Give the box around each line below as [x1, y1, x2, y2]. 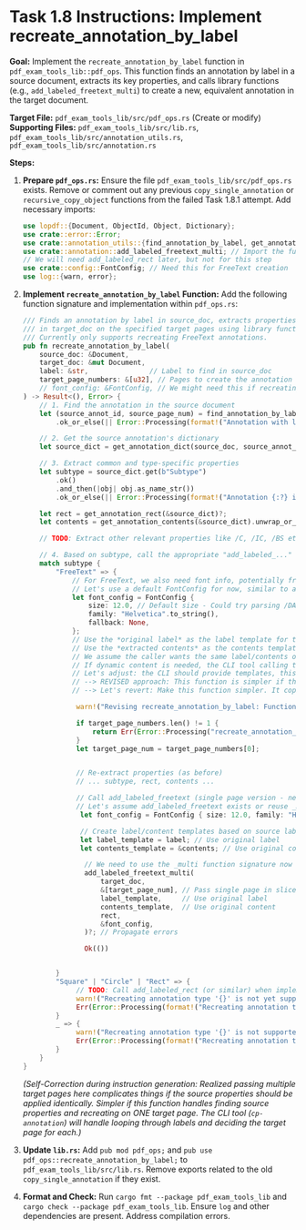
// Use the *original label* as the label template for [71, 635, 289, 644]
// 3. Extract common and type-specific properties [39, 459, 240, 468]
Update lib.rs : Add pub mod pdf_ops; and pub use [22, 1144, 213, 1155]
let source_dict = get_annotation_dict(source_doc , [39, 442, 240, 452]
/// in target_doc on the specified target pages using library [22, 324, 272, 333]
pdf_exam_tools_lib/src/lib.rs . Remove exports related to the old [22, 1164, 273, 1174]
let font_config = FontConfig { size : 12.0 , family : [80, 810, 285, 819]
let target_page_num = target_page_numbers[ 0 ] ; [76, 744, 260, 753]
